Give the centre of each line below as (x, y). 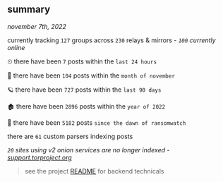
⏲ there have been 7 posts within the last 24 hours (82, 61)
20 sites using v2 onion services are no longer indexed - (89, 150)
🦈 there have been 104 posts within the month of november (91, 75)
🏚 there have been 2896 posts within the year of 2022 (86, 106)
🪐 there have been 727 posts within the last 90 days (84, 90)
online (16, 47)
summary (29, 10)
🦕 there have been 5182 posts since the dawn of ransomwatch (97, 122)
